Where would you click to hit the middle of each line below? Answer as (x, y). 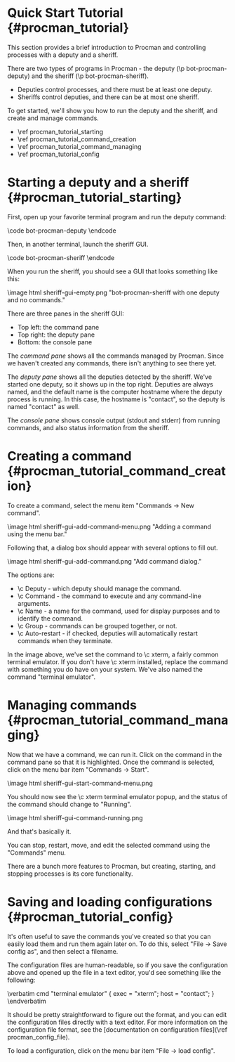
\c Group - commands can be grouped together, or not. (97, 626)
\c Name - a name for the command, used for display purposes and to (119, 611)
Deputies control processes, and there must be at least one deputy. (115, 89)
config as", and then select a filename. (63, 951)
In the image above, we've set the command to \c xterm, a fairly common (113, 654)
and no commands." (36, 299)
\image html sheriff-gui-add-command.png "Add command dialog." (105, 561)
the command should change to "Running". (69, 804)
